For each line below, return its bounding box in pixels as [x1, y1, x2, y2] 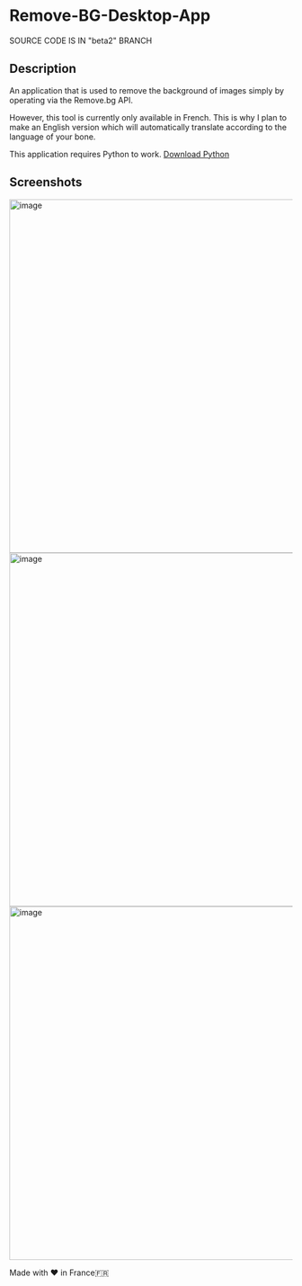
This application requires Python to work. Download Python [9, 148, 230, 159]
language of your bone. [9, 131, 96, 142]
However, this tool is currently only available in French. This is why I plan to [9, 112, 288, 122]
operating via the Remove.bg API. [9, 94, 133, 105]
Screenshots [9, 174, 83, 190]
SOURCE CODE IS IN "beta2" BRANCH [9, 35, 153, 46]
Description [9, 61, 76, 76]
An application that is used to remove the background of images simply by [9, 85, 285, 95]
